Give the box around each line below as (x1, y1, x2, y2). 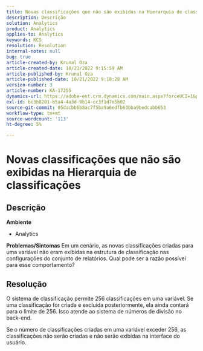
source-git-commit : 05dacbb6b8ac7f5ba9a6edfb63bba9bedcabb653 (6, 104, 166, 111)
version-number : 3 (6, 82, 53, 88)
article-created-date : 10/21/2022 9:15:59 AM (6, 65, 123, 71)
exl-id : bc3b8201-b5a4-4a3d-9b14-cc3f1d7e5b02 (6, 99, 126, 105)
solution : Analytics (6, 20, 59, 26)
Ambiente (6, 218, 32, 226)
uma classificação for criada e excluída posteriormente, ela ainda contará (6, 301, 189, 309)
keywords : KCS (6, 37, 42, 43)
